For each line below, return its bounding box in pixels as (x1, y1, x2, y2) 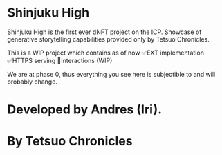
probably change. (7, 77, 57, 86)
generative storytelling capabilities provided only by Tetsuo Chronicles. (7, 35, 210, 43)
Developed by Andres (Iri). (7, 102, 163, 118)
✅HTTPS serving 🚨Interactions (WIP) (7, 56, 113, 64)
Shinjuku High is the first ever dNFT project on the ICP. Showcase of (7, 28, 202, 36)
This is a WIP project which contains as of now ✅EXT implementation (7, 48, 204, 57)
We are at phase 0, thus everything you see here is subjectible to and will (7, 70, 216, 78)
